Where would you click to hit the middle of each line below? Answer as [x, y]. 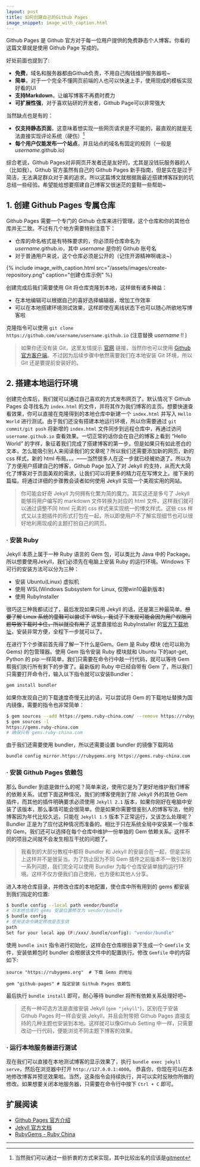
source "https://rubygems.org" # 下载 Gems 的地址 [69, 972]
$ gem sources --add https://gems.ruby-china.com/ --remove [82, 716]
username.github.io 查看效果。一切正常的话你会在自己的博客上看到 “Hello [96, 436]
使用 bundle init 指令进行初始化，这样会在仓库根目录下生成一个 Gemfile [95, 945]
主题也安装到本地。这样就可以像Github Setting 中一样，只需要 [117, 1023]
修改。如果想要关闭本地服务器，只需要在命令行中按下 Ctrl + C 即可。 [91, 1084]
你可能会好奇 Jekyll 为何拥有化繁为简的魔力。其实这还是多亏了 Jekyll [105, 493]
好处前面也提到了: [28, 61]
